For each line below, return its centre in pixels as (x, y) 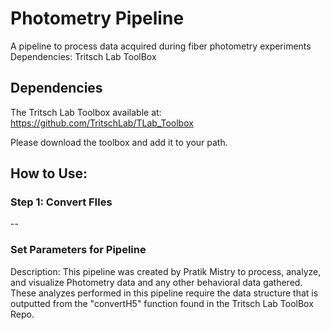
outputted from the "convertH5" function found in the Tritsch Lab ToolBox (162, 303)
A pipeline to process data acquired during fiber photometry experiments (161, 46)
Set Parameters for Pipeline (78, 250)
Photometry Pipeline (97, 18)
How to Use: (49, 173)
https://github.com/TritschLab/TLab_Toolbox (102, 123)
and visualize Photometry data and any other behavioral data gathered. (156, 282)
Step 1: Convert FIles (61, 202)
